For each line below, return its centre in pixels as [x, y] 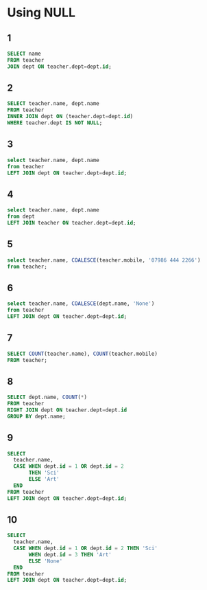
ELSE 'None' [46, 561]
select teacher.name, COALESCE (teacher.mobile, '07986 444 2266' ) [104, 260]
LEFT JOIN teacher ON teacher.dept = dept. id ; [72, 223]
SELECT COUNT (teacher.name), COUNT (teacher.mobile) [82, 354]
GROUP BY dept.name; [37, 416]
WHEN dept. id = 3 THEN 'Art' [70, 554]
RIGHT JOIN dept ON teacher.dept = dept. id [67, 410]
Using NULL [41, 13]
